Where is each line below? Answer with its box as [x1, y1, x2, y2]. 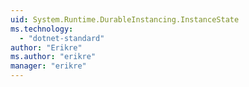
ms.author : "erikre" [10, 52, 97, 62]
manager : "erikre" [10, 61, 87, 71]
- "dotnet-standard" [19, 33, 105, 43]
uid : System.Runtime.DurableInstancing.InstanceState [10, 14, 240, 25]
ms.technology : [10, 24, 74, 34]
